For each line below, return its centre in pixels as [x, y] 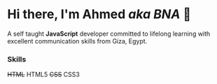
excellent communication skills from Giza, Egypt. [77, 41]
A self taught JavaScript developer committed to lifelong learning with [109, 34]
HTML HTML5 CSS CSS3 [44, 75]
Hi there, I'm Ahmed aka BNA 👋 [99, 14]
